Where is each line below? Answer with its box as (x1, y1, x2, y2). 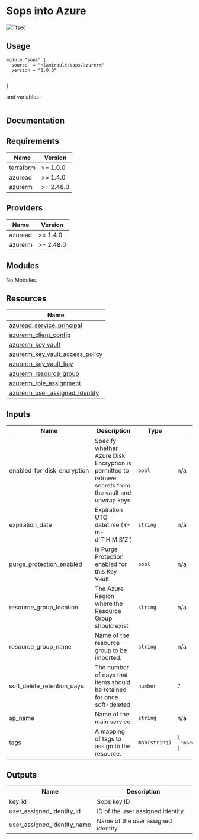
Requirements (6, 136, 59, 146)
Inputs (6, 409, 31, 419)
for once (94, 693, 118, 701)
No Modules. (6, 276, 37, 284)
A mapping (94, 727, 126, 735)
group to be (94, 646, 127, 655)
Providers (6, 203, 43, 213)
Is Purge (94, 545, 118, 553)
